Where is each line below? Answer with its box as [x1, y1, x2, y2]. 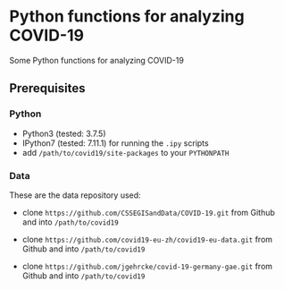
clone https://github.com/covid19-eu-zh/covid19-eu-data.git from [21, 234, 273, 244]
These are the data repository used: [9, 190, 141, 200]
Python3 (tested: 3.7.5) [21, 128, 106, 139]
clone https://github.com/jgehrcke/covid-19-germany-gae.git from [21, 260, 273, 271]
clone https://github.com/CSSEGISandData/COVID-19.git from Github [21, 207, 275, 217]
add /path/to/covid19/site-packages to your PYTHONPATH [21, 147, 230, 158]
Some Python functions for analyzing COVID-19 [9, 55, 185, 65]
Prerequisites [9, 81, 86, 96]
